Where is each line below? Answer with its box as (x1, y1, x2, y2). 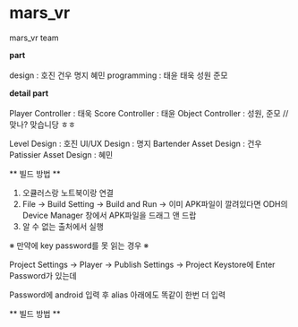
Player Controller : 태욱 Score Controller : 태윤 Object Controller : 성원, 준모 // (9, 108, 289, 118)
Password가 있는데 (9, 270, 78, 280)
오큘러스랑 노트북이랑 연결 (21, 187, 115, 198)
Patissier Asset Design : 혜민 (9, 149, 114, 159)
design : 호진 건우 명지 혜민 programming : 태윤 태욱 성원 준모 (9, 70, 228, 81)
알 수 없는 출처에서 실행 (21, 220, 105, 231)
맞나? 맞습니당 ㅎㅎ (9, 119, 76, 130)
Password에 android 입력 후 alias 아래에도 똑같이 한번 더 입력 (9, 289, 226, 300)
